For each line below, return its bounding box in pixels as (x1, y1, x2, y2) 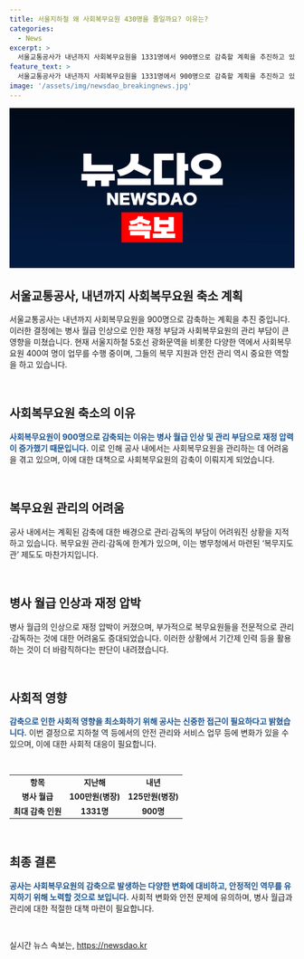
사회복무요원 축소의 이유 (9, 405, 136, 421)
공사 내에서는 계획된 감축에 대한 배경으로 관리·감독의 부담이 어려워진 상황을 (9, 526, 273, 537)
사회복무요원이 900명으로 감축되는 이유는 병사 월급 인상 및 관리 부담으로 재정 (9, 431, 278, 442)
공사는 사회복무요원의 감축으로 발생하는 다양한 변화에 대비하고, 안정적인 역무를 (9, 880, 282, 891)
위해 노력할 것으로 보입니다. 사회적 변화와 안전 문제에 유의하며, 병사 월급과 (33, 891, 293, 902)
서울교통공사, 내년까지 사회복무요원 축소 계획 (9, 288, 243, 303)
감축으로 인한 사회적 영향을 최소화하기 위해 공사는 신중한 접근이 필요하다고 (9, 716, 267, 727)
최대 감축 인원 (13, 805, 62, 816)
